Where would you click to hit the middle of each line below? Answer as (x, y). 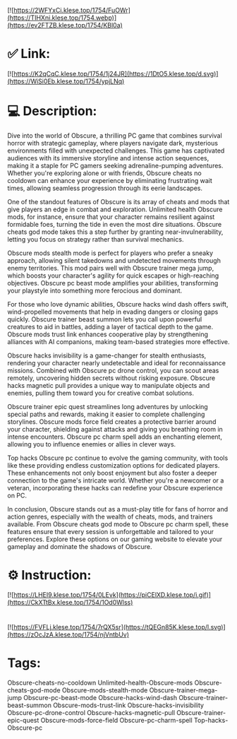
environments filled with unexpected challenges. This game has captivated (116, 150)
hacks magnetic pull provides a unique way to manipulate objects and (109, 385)
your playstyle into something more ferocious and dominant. (95, 290)
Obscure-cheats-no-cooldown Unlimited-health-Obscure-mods (100, 682)
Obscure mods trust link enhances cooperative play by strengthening (108, 334)
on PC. (17, 495)
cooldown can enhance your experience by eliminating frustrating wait (110, 180)
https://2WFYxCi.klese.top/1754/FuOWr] (72, 10)
